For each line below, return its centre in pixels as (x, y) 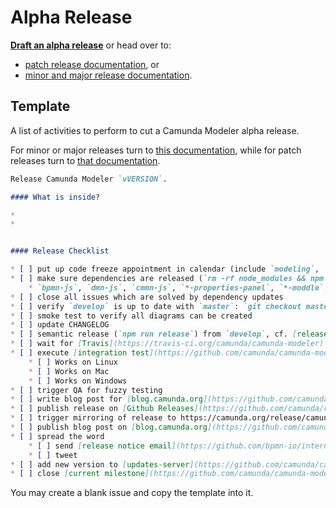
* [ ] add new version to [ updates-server (100, 464)
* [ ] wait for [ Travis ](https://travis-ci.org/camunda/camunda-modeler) (167, 344)
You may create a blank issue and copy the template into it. (132, 493)
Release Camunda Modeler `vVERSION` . (89, 179)
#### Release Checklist (60, 251)
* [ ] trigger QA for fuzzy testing (86, 390)
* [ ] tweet (53, 455)
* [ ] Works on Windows (78, 381)
